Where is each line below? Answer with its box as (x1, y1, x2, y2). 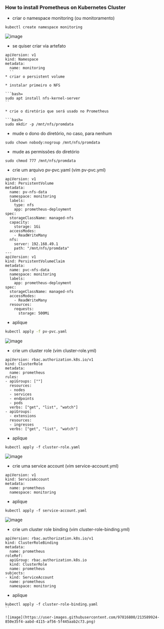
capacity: (9, 220, 30, 225)
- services (9, 392, 32, 397)
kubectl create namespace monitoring (5, 25, 83, 30)
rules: (5, 375, 19, 380)
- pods (9, 400, 23, 406)
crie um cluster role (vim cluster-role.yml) (12, 348, 97, 354)
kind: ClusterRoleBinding (5, 540, 58, 545)
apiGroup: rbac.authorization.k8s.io (9, 558, 87, 563)
